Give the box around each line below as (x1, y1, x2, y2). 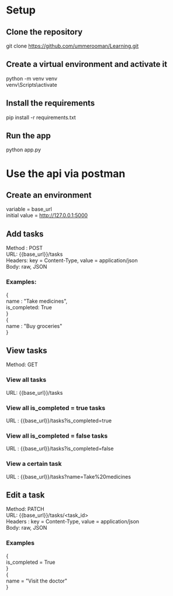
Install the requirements (6, 98, 95, 109)
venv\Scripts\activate (6, 81, 57, 88)
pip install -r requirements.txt (6, 114, 76, 121)
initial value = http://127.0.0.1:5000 (6, 212, 88, 219)
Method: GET (6, 361, 38, 368)
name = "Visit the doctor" (6, 577, 68, 584)
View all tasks (6, 376, 47, 384)
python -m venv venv (6, 74, 57, 82)
